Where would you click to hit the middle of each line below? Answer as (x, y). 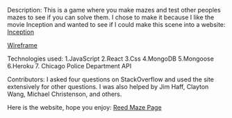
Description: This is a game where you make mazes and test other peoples (114, 10)
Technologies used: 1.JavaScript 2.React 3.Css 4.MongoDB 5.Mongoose (110, 59)
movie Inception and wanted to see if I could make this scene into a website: (116, 24)
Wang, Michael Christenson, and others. (65, 94)
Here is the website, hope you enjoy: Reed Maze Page (84, 107)
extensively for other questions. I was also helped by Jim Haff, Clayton (108, 87)
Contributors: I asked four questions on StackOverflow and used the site (110, 79)
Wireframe (23, 45)
